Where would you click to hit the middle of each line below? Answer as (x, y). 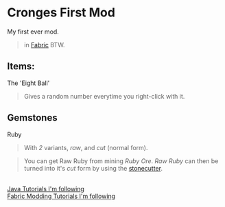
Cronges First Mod (61, 13)
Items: (21, 66)
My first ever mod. (33, 32)
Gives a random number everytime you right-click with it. (104, 96)
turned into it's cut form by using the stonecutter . (93, 168)
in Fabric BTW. (44, 45)
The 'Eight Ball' (28, 83)
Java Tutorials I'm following (46, 188)
